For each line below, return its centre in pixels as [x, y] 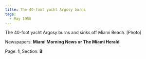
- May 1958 [20, 19]
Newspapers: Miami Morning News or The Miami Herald [63, 42]
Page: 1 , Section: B [24, 51]
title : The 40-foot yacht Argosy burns [46, 10]
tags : [10, 14]
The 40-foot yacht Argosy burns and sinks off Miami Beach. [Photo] [73, 33]
